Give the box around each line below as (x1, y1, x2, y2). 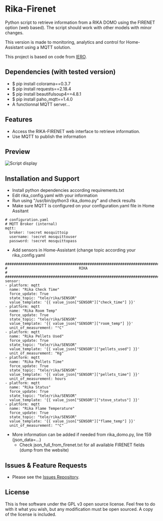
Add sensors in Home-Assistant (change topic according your (12, 247, 136, 253)
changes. (5, 30, 24, 35)
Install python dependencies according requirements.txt (12, 187, 125, 193)
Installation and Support (5, 174, 80, 183)
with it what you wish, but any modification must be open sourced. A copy (5, 506, 153, 512)
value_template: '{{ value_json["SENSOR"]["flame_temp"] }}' (9, 419, 136, 424)
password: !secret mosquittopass (9, 239, 77, 244)
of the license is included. (5, 511, 57, 517)
